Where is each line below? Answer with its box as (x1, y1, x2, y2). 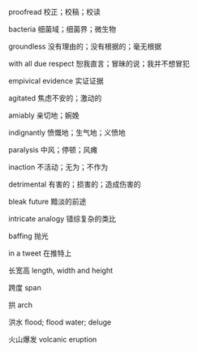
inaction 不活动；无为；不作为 (8, 162, 109, 172)
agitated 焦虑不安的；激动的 (8, 93, 102, 103)
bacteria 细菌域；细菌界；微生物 (8, 24, 116, 34)
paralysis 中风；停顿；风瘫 (8, 145, 98, 154)
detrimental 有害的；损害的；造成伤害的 (8, 179, 141, 189)
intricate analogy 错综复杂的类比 (8, 214, 116, 223)
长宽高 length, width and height (8, 266, 114, 275)
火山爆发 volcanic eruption (8, 335, 97, 344)
